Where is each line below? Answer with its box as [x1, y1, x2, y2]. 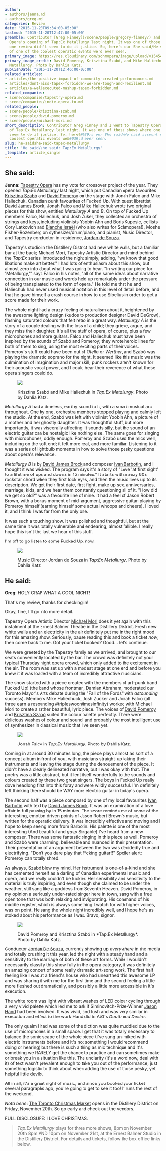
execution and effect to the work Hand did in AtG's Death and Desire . [5, 1014, 146, 1020]
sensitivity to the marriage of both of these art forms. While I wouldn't [5, 956, 147, 963]
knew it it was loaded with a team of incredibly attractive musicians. [5, 671, 143, 677]
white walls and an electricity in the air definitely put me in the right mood [5, 629, 155, 635]
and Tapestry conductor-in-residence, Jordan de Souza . [5, 234, 120, 241]
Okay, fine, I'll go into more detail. [5, 609, 74, 615]
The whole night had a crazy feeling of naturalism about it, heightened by [5, 306, 154, 313]
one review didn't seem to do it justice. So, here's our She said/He [9, 44, 158, 49]
